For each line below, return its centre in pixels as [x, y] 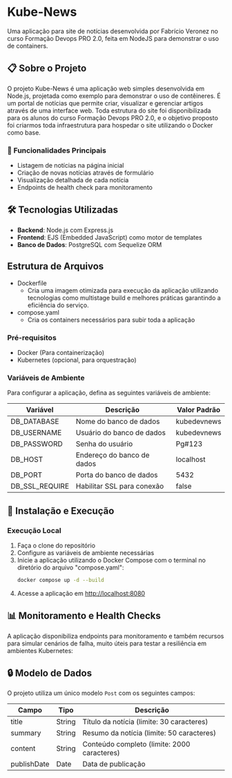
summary [26, 733]
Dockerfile [32, 283]
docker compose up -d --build [61, 580]
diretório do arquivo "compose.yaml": [70, 567]
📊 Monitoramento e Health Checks [84, 616]
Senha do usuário [104, 444]
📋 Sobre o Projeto [47, 69]
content [23, 748]
